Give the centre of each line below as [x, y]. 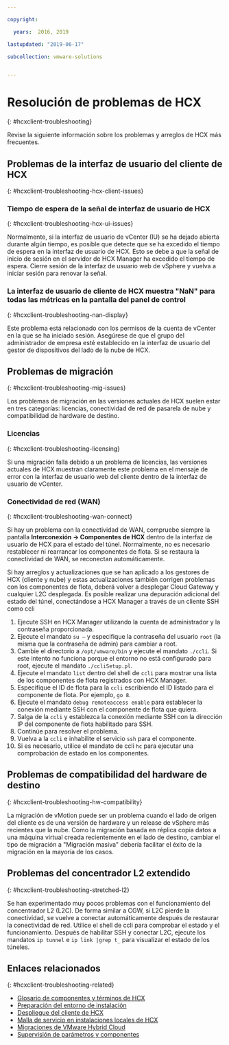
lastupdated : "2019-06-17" [46, 44]
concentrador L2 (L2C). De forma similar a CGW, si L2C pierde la [98, 911]
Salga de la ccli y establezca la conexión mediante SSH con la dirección [120, 717]
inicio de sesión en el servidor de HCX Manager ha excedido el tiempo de [111, 259]
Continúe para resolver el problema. [68, 731]
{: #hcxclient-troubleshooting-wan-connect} [70, 516]
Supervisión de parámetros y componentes [78, 1035]
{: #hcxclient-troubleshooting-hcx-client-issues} [75, 191]
